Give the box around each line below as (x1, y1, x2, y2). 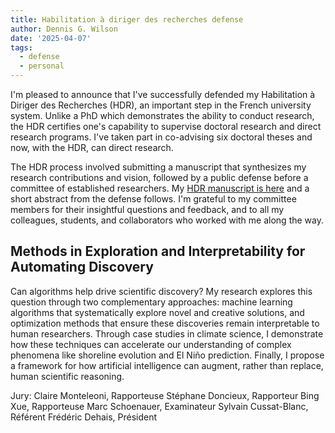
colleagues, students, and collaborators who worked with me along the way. (10, 214, 324, 226)
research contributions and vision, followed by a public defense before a (10, 172, 309, 183)
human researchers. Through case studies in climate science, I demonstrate (10, 327, 324, 340)
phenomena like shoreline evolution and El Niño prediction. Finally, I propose (10, 349, 325, 361)
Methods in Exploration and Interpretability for (10, 243, 306, 260)
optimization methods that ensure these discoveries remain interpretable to (10, 317, 320, 329)
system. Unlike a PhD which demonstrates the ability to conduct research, (10, 110, 315, 121)
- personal (19, 61, 65, 71)
